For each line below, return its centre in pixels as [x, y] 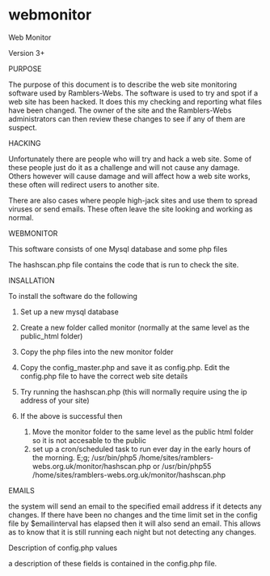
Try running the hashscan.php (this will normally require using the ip [133, 391]
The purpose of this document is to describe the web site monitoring [122, 84]
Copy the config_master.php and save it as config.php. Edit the [125, 367]
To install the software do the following [73, 296]
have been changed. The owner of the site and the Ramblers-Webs [120, 110]
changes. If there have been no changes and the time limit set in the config [133, 514]
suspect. [23, 127]
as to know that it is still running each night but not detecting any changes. [133, 531]
